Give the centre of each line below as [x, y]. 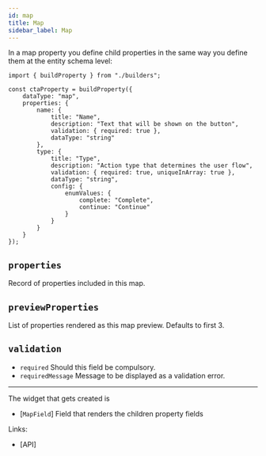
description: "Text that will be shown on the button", [144, 124]
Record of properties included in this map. [77, 283]
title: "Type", [76, 159]
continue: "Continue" [114, 207]
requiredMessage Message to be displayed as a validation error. [122, 375]
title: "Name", [76, 117]
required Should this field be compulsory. [87, 367]
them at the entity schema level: [60, 61]
